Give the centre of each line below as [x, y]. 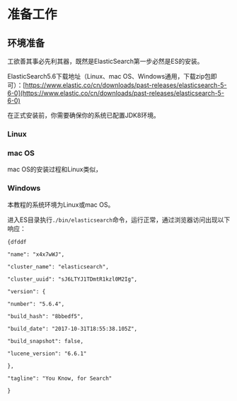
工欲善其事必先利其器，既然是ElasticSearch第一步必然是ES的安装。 [105, 61]
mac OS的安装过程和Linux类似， [55, 169]
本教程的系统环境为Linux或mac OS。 [61, 204]
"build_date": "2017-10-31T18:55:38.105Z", [73, 329]
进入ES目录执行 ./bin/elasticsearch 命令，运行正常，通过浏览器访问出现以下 [119, 220]
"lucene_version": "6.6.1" [47, 354]
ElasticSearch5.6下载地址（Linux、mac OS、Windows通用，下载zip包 [109, 76]
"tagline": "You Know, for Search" [60, 378]
